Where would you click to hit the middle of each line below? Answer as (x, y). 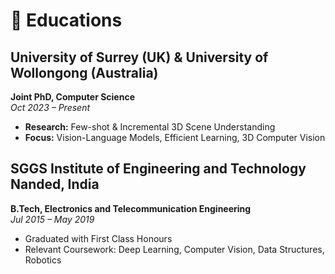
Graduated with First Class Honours (98, 238)
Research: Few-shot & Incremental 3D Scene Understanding (150, 127)
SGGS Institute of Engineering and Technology (158, 169)
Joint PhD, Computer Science (73, 97)
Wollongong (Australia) (84, 72)
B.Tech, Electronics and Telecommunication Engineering (131, 208)
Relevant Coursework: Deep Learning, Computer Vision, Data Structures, (174, 249)
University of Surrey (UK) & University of (139, 57)
